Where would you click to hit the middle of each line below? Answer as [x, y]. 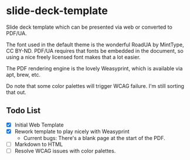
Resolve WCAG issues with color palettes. [65, 151]
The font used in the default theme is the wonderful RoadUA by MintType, [95, 45]
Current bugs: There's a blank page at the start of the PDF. [94, 138]
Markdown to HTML [39, 144]
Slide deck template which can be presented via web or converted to [89, 27]
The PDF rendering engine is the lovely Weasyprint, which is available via [94, 68]
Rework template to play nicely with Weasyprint [72, 131]
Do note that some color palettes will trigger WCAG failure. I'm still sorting [95, 86]
